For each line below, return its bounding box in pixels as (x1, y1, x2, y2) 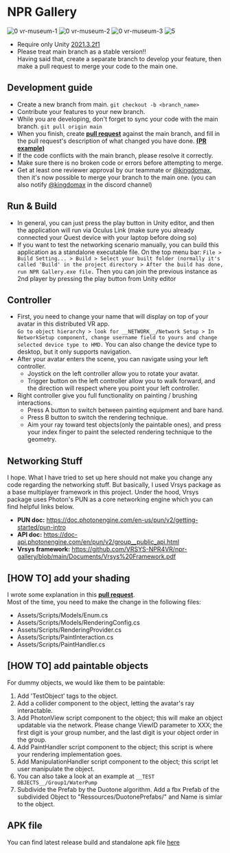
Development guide (7, 82, 93, 93)
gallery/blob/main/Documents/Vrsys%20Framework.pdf (16, 552, 176, 560)
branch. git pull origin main (16, 122, 103, 130)
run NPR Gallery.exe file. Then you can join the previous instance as (16, 267, 218, 275)
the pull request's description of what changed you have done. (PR (16, 137, 207, 145)
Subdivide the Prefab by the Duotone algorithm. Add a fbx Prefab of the (16, 785, 220, 793)
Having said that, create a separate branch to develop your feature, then (16, 54, 222, 62)
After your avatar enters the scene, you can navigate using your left (16, 355, 208, 363)
